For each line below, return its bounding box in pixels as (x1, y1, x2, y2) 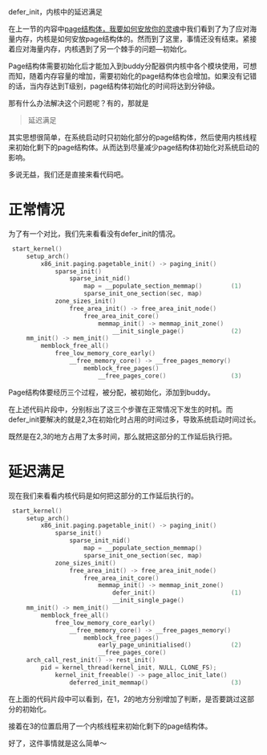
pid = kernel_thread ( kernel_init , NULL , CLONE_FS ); (40, 663, 217, 671)
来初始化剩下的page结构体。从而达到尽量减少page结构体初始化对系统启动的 (8, 143, 260, 152)
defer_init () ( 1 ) (111, 589, 242, 597)
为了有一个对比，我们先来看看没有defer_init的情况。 (8, 228, 180, 239)
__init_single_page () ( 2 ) (111, 327, 242, 335)
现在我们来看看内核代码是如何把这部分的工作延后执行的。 (8, 491, 198, 500)
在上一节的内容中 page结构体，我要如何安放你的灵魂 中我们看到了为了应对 (8, 24, 250, 34)
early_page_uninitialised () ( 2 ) (97, 641, 242, 649)
